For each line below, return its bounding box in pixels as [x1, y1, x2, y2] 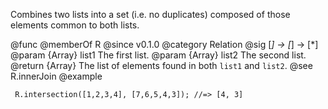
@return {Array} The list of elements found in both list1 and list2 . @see [10, 60, 313, 71]
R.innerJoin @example [10, 70, 103, 82]
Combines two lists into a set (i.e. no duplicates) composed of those [10, 9, 291, 20]
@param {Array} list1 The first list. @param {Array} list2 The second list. [10, 49, 307, 61]
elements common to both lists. [10, 19, 140, 31]
